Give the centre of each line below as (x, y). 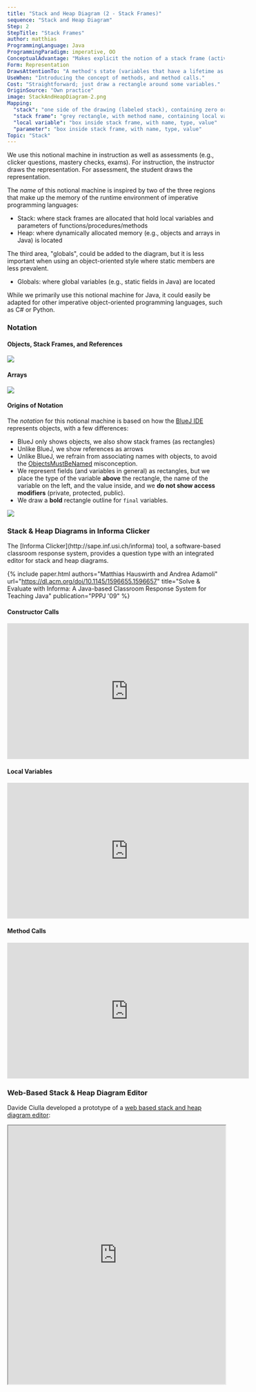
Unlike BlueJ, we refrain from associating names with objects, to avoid (117, 456)
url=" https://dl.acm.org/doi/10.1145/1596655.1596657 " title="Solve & (104, 581)
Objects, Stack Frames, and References (65, 344)
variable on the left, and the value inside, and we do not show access (116, 485)
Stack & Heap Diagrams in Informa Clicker (79, 530)
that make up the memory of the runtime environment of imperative (103, 198)
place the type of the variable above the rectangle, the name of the (112, 478)
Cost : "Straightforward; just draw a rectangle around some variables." (114, 84)
